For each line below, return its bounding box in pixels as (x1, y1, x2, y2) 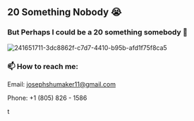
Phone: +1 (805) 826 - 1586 (7, 94, 87, 102)
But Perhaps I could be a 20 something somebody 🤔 (7, 27, 188, 37)
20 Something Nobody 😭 (7, 6, 122, 18)
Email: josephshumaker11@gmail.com (7, 79, 116, 88)
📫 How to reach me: (7, 61, 79, 71)
